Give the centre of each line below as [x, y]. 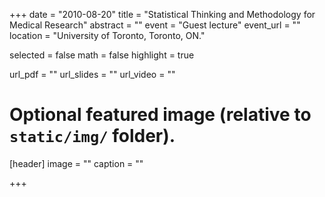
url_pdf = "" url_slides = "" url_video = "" [92, 74]
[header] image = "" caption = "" [76, 163]
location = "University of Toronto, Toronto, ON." [107, 35]
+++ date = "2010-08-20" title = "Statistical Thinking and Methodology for [162, 14]
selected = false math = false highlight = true [102, 55]
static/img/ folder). [92, 136]
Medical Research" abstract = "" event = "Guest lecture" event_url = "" [155, 25]
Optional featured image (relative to [160, 115]
